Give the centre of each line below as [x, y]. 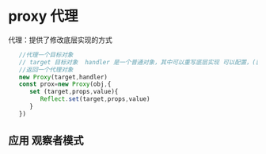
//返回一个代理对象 [46, 69]
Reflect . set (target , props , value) [95, 99]
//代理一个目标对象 [46, 55]
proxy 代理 [43, 16]
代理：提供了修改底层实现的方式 [60, 40]
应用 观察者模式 [46, 141]
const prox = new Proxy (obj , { [65, 84]
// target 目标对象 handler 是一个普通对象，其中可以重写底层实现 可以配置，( [137, 62]
